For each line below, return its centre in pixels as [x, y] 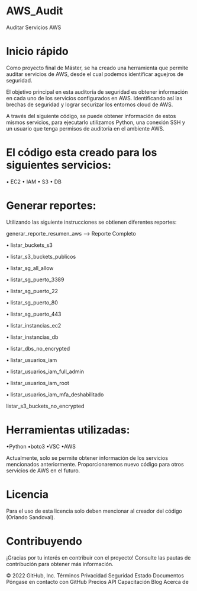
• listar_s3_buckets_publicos [41, 256]
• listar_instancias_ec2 [34, 325]
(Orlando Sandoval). [30, 517]
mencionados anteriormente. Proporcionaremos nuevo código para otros [95, 464]
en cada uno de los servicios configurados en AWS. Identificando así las [94, 98]
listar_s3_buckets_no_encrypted [45, 406]
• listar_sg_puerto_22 [32, 291]
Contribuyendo [44, 541]
